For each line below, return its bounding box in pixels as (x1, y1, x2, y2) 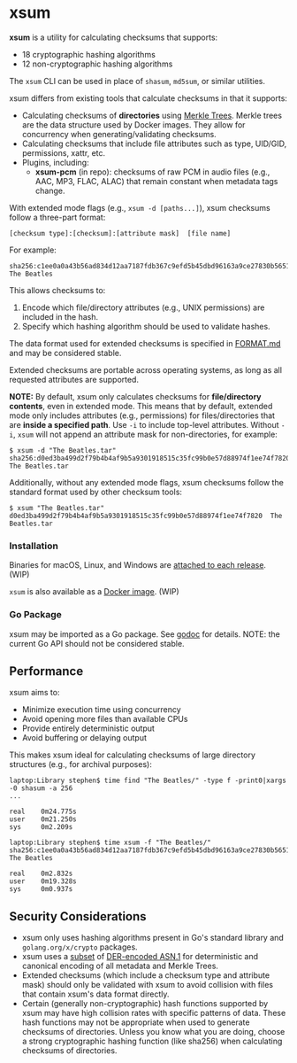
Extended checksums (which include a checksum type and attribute (21, 970, 270, 981)
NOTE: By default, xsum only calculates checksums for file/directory (9, 391, 263, 401)
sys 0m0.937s (9, 885, 73, 894)
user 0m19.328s (9, 877, 77, 886)
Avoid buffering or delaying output (21, 733, 148, 743)
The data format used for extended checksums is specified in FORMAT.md (9, 338, 281, 348)
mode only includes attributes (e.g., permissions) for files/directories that (9, 410, 276, 421)
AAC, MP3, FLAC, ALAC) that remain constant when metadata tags (34, 175, 278, 186)
